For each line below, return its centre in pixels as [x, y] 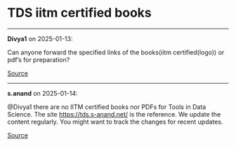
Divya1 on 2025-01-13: [40, 38]
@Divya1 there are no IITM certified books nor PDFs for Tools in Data [107, 107]
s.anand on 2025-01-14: [42, 93]
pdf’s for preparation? [39, 59]
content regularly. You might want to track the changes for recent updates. [115, 122]
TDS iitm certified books [80, 13]
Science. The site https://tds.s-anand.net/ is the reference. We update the [114, 114]
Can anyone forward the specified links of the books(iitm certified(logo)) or [116, 52]
